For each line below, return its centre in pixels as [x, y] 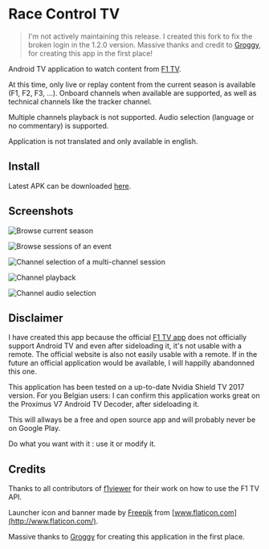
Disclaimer [36, 318]
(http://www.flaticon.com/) [52, 521]
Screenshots [41, 211]
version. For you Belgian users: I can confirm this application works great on [134, 395]
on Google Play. [35, 428]
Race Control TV [64, 14]
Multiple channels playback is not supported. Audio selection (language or [131, 117]
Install [24, 167]
